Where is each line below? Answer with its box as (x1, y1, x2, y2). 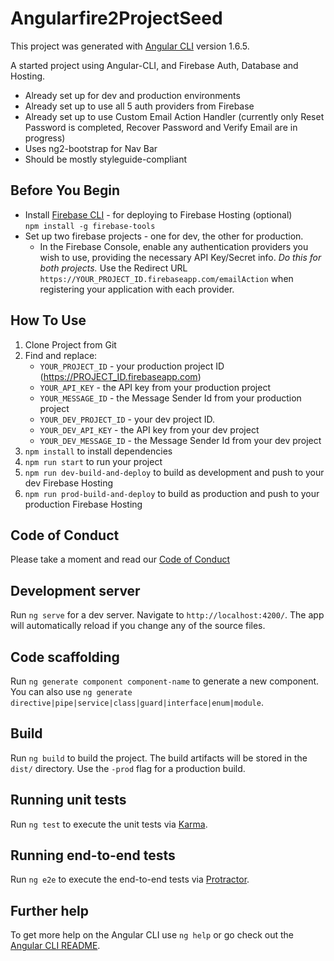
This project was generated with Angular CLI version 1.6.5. (10, 40, 250, 52)
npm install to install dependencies (24, 445, 173, 457)
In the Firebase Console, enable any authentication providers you (39, 240, 309, 252)
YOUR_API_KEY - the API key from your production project (39, 381, 271, 393)
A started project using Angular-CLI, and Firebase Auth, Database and (10, 59, 299, 71)
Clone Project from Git (24, 338, 117, 351)
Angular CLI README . (10, 940, 101, 952)
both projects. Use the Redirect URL (39, 262, 188, 274)
